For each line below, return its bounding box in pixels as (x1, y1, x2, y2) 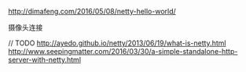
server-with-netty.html (8, 55, 81, 64)
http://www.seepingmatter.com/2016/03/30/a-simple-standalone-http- (8, 47, 238, 56)
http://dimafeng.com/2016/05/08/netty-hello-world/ (8, 7, 177, 16)
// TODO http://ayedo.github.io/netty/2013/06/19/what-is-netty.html (8, 38, 226, 48)
